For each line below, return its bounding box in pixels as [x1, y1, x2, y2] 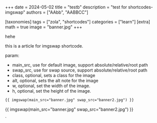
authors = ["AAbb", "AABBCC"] [26, 9, 89, 15]
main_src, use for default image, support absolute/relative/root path [12, 62, 148, 68]
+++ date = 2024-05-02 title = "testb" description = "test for [5, 4, 127, 10]
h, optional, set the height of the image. [12, 88, 91, 94]
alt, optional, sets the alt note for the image [12, 78, 98, 83]
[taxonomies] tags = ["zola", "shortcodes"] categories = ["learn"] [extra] [5, 19, 150, 25]
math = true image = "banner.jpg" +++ [5, 24, 82, 30]
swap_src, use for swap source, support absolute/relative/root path [12, 67, 148, 73]
